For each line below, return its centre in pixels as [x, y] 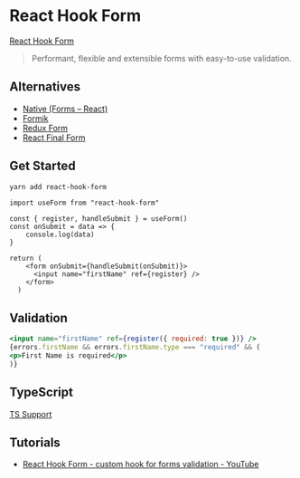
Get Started [42, 166]
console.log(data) [60, 235]
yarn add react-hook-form [58, 186]
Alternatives [45, 87]
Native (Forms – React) [65, 109]
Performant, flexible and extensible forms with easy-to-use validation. [161, 58]
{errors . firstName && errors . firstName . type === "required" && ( [135, 348]
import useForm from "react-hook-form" [84, 203]
